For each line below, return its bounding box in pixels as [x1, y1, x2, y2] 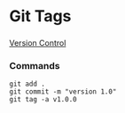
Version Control [9, 38, 66, 49]
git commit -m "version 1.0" [9, 87, 117, 96]
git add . [9, 79, 46, 89]
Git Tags [9, 6, 72, 26]
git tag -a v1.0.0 [9, 95, 77, 104]
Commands [9, 60, 60, 72]
